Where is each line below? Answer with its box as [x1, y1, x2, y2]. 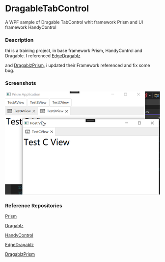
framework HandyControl [5, 24, 56, 30]
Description [5, 36, 34, 43]
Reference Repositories [5, 202, 62, 209]
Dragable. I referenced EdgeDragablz [5, 53, 81, 59]
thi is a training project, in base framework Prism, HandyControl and [5, 48, 142, 54]
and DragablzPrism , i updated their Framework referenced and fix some [5, 62, 150, 69]
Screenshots [5, 80, 36, 87]
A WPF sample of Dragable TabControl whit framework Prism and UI [5, 19, 143, 25]
